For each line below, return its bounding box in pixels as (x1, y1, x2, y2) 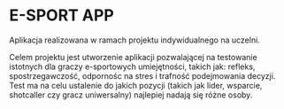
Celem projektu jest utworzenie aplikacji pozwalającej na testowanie (9, 51, 258, 62)
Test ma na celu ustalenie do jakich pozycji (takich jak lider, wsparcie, (9, 80, 263, 90)
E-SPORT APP (9, 5, 115, 26)
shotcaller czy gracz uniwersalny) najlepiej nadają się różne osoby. (9, 90, 253, 100)
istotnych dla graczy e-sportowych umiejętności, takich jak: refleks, (9, 61, 256, 72)
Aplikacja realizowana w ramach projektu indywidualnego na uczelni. (9, 35, 261, 45)
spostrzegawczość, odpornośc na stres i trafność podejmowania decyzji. (9, 70, 276, 81)
